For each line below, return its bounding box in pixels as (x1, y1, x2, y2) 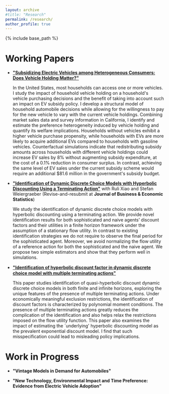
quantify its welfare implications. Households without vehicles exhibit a (12, 128, 160, 134)
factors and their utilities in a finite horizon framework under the (12, 222, 145, 229)
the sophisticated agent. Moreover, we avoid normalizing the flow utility (12, 238, 161, 245)
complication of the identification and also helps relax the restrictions (12, 312, 156, 318)
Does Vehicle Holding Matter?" (12, 75, 79, 81)
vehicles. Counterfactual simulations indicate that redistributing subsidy (12, 144, 162, 150)
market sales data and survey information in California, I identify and (12, 117, 155, 123)
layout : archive (5, 7, 39, 13)
